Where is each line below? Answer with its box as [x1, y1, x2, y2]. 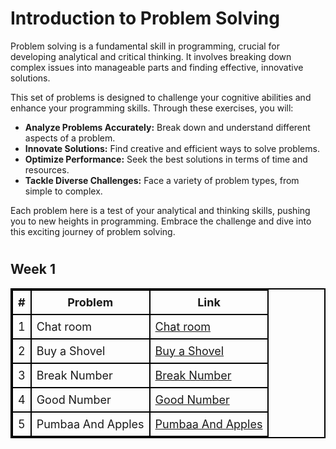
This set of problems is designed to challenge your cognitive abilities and [10, 91, 312, 103]
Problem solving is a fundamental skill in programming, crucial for [10, 40, 281, 52]
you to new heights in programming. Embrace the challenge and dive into [10, 215, 312, 227]
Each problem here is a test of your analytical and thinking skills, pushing [10, 204, 311, 216]
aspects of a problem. [24, 132, 116, 144]
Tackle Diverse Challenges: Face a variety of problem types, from [24, 174, 300, 186]
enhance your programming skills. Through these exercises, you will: [10, 102, 294, 114]
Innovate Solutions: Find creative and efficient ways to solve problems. [24, 142, 320, 154]
